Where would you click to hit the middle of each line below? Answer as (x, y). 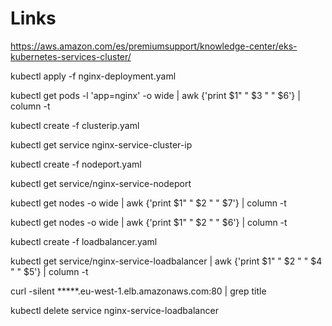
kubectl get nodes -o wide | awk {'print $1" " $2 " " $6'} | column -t (149, 222)
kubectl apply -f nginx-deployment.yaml (93, 76)
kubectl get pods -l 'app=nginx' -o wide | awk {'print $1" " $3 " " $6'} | (155, 95)
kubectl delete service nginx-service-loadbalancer (114, 310)
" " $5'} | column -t (49, 271)
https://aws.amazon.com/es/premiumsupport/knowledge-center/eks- (154, 46)
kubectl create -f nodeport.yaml (76, 164)
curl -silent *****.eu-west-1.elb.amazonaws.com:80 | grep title (138, 291)
